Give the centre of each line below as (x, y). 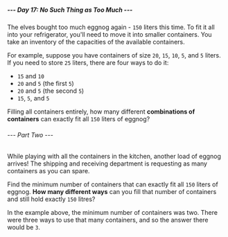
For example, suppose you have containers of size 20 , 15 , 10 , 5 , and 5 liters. (114, 55)
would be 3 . (24, 227)
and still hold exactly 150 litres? (51, 199)
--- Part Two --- (30, 134)
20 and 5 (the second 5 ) (51, 91)
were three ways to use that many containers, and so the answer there (108, 220)
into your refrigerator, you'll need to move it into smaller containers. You (110, 34)
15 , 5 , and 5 (33, 98)
